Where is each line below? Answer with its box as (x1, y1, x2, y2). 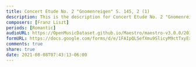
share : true (6, 47, 35, 52)
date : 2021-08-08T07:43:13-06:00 (6, 52, 87, 58)
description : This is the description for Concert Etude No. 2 (6, 14, 163, 20)
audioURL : (6, 30, 30, 36)
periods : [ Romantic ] (6, 24, 57, 31)
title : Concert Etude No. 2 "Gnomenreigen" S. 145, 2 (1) (6, 8, 150, 15)
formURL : (6, 36, 27, 41)
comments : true (6, 41, 43, 47)
